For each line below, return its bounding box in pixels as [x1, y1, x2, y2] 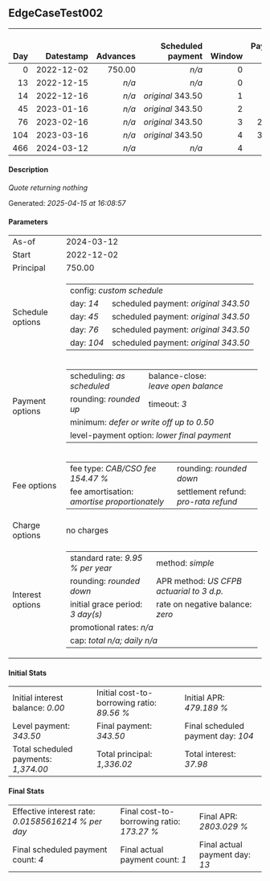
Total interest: [184, 748, 236, 760]
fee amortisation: [69, 486, 134, 497]
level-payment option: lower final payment [69, 430, 231, 441]
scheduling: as [69, 370, 126, 381]
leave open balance [148, 381, 223, 392]
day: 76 [69, 324, 99, 336]
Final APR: [199, 810, 238, 821]
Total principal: [96, 748, 153, 760]
